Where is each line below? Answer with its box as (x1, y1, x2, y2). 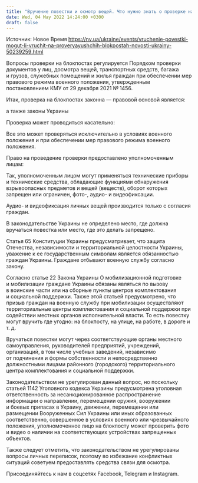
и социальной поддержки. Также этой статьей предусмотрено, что (6, 293, 176, 300)
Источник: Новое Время (6, 36, 67, 43)
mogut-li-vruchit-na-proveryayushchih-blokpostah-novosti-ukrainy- (6, 42, 172, 49)
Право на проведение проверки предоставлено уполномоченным (6, 155, 174, 162)
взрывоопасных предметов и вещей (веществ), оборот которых (6, 185, 168, 192)
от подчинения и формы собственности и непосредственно (6, 354, 158, 362)
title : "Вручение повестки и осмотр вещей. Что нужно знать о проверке (6, 8, 186, 15)
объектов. (6, 435, 32, 442)
